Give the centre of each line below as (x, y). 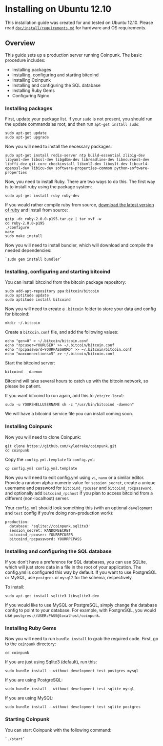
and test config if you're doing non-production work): (59, 513)
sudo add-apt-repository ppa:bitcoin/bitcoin (52, 291)
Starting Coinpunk (27, 719)
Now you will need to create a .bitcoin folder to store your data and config (81, 309)
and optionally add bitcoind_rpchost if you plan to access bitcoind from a (79, 493)
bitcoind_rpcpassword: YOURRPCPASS (46, 539)
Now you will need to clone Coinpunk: (43, 437)
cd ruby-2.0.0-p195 (25, 224)
